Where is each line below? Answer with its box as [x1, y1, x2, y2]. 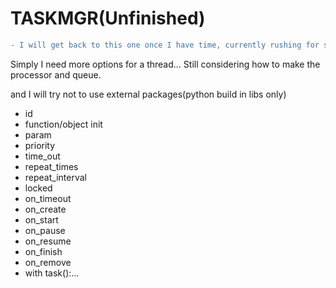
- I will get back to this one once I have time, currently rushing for [10, 40, 320, 50]
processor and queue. [10, 68, 102, 81]
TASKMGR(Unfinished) [10, 7, 206, 30]
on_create [24, 203, 67, 215]
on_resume [24, 235, 72, 247]
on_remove [24, 256, 72, 268]
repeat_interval [24, 171, 87, 183]
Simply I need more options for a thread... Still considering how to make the [10, 58, 321, 70]
